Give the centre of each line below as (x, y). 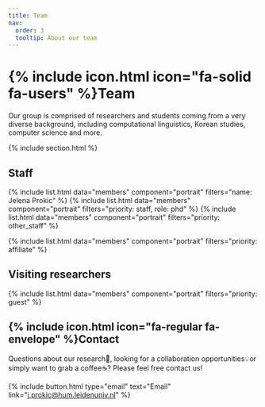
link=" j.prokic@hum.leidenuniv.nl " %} (69, 394)
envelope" (35, 339)
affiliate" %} (28, 250)
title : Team (28, 15)
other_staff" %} (33, 226)
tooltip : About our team (56, 38)
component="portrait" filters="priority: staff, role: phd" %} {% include (122, 209)
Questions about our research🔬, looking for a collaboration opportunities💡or (132, 359)
